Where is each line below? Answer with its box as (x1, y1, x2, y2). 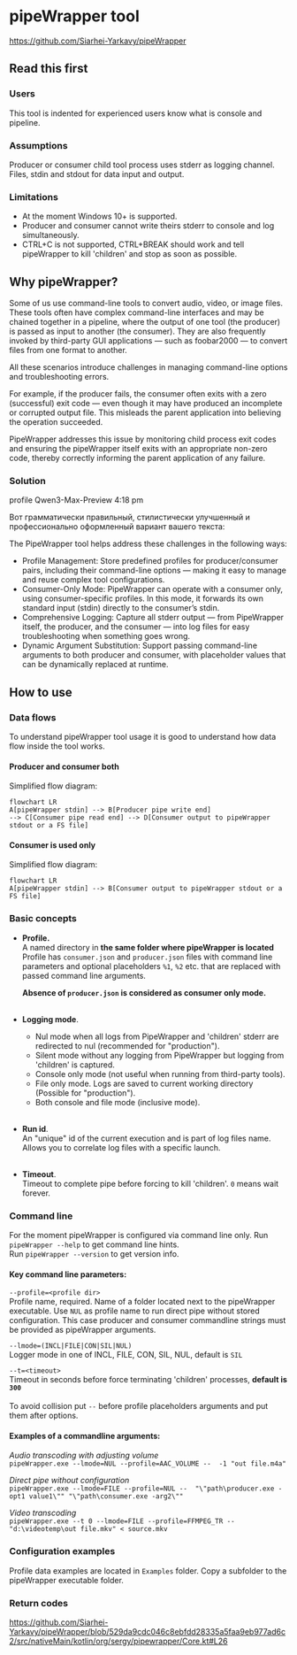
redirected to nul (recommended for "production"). (34, 1040, 220, 1051)
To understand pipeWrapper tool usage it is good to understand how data (9, 732, 277, 743)
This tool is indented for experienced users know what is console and (9, 108, 263, 119)
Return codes (9, 1597, 69, 1609)
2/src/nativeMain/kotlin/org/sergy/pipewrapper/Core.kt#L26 (9, 1636, 228, 1647)
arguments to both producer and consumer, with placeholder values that (21, 650, 286, 660)
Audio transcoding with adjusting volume (9, 1450, 159, 1461)
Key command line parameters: (9, 1268, 127, 1280)
